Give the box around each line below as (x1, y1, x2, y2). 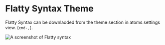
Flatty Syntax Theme (5, 3, 94, 14)
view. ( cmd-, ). (5, 24, 33, 30)
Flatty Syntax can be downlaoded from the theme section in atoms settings (5, 19, 160, 25)
